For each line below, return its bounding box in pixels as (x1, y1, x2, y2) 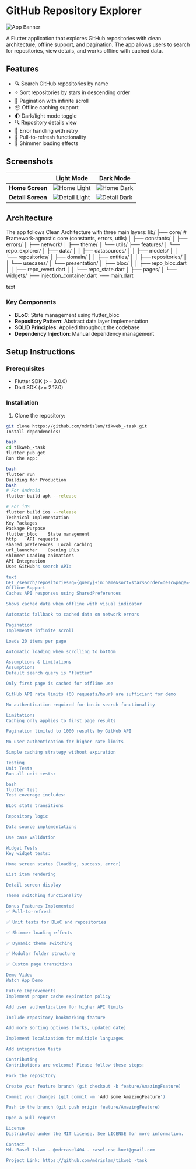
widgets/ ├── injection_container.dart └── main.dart (6, 272, 134, 279)
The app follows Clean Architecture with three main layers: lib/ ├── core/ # (6, 229, 187, 236)
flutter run (6, 471, 35, 477)
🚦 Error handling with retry (14, 127, 78, 134)
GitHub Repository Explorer (6, 4, 142, 18)
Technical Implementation (6, 515, 69, 520)
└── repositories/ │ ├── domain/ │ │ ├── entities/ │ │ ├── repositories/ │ (6, 253, 187, 261)
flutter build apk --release (6, 493, 77, 499)
